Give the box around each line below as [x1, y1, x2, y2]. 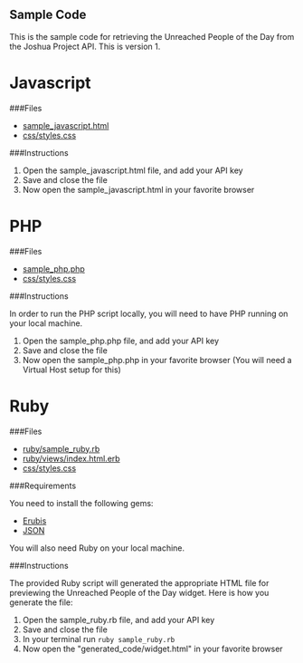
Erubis [22, 515, 47, 526]
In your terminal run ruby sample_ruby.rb [22, 633, 175, 644]
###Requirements [9, 480, 77, 491]
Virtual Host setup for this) [22, 364, 122, 375]
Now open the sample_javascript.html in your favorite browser [22, 184, 255, 195]
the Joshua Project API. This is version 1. [9, 41, 161, 52]
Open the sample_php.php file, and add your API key [22, 335, 220, 346]
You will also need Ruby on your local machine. [9, 543, 185, 553]
